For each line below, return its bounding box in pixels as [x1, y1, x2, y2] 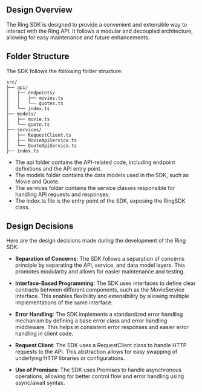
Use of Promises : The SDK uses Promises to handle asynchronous [15, 366, 182, 374]
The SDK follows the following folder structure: [6, 67, 123, 74]
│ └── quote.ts [6, 121, 50, 128]
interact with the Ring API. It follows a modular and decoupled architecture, [6, 27, 194, 34]
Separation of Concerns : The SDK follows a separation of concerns [15, 255, 185, 263]
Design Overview [6, 5, 73, 15]
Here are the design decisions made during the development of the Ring [6, 237, 186, 244]
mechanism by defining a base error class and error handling [15, 317, 168, 324]
